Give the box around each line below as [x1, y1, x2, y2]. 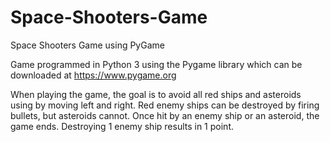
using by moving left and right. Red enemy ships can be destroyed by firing [10, 99, 320, 111]
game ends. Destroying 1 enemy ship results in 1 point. [10, 120, 234, 132]
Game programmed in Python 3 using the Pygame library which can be [10, 58, 303, 70]
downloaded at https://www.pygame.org [10, 69, 177, 81]
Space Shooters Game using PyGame [10, 39, 165, 51]
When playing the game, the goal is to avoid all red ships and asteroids [10, 88, 302, 100]
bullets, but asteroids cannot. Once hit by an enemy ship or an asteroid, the [10, 109, 320, 121]
